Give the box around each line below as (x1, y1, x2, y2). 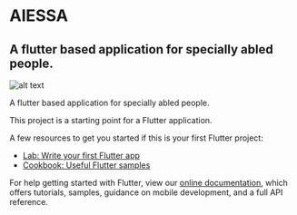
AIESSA (9, 5, 68, 26)
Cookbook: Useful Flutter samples (22, 160, 151, 171)
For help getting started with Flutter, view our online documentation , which (9, 178, 289, 188)
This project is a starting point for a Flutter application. (9, 115, 213, 125)
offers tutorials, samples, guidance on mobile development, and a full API (9, 187, 283, 198)
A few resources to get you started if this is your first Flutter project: (9, 132, 263, 143)
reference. (9, 197, 48, 207)
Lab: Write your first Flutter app (22, 151, 141, 161)
